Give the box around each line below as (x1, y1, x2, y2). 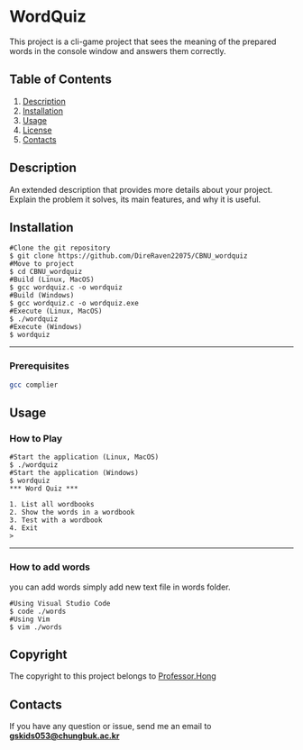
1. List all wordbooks (9, 500, 95, 509)
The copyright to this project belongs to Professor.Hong (9, 671, 216, 681)
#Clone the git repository (9, 243, 111, 253)
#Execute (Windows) (9, 323, 83, 332)
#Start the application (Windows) (9, 469, 140, 478)
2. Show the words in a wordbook (9, 508, 135, 517)
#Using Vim (9, 615, 50, 624)
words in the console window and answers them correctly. (9, 45, 227, 56)
